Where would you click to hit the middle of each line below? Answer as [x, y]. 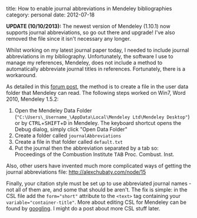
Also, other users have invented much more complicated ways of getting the [98, 166]
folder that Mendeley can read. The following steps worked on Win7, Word [96, 93]
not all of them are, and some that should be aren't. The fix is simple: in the [97, 190]
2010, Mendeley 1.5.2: [32, 99]
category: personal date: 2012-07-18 [51, 15]
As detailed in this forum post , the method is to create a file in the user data [97, 87]
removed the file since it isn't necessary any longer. [69, 39]
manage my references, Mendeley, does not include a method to [84, 62]
